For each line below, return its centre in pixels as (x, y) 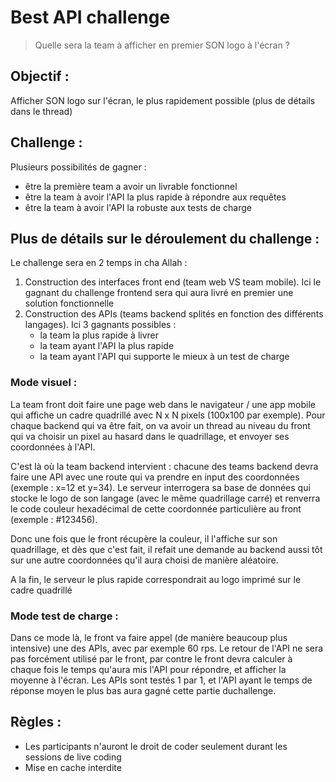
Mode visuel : (44, 383)
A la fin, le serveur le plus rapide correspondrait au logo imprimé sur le (156, 579)
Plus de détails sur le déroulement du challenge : (165, 238)
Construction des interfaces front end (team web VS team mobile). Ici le (173, 282)
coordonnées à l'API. (53, 447)
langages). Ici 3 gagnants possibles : (100, 325)
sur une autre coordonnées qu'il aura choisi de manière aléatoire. (144, 560)
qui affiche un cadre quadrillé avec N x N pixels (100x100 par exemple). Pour (168, 415)
